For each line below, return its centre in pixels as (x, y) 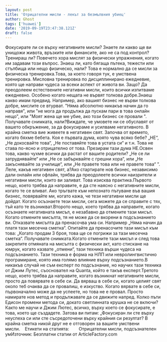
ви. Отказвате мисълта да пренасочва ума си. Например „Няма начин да (84, 222)
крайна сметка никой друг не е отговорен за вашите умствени (72, 323)
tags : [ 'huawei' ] (23, 24)
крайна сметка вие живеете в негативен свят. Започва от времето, (77, 132)
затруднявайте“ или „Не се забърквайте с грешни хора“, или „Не (74, 159)
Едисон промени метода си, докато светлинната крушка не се (72, 302)
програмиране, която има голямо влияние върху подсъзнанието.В (77, 260)
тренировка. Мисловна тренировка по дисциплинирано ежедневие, (78, 79)
